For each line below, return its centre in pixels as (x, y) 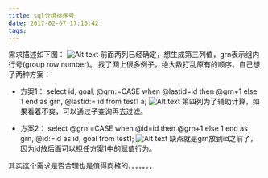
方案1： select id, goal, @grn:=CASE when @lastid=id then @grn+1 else (138, 91)
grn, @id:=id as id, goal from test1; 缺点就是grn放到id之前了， (138, 139)
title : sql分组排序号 (41, 16)
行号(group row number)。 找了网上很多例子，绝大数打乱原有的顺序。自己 (131, 64)
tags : (17, 30)
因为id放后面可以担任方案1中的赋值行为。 (88, 148)
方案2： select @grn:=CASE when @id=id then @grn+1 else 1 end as (134, 128)
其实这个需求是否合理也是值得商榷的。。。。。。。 (82, 166)
